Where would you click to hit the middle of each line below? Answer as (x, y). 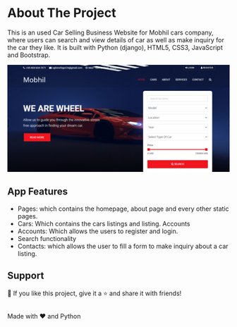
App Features (38, 192)
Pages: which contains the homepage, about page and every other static (123, 209)
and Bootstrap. (29, 55)
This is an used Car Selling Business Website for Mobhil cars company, (110, 32)
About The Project (62, 13)
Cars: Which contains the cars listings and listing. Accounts (104, 223)
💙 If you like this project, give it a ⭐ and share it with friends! (95, 293)
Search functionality (47, 238)
